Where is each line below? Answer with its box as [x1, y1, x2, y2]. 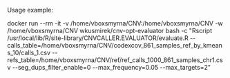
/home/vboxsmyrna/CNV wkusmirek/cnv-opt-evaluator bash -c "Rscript [7, 27, 213, 35]
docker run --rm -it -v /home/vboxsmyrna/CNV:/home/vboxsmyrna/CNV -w [7, 19, 223, 27]
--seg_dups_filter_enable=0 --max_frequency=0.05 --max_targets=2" [12, 64, 211, 71]
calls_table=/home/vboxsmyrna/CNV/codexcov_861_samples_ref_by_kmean [7, 41, 223, 49]
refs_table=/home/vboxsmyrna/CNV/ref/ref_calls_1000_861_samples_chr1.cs [7, 56, 223, 64]
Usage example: [7, 6, 54, 14]
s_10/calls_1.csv [7, 48, 50, 57]
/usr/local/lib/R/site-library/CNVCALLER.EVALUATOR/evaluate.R [7, 34, 189, 42]
